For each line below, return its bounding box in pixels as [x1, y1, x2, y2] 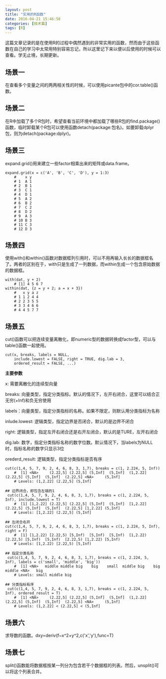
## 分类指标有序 [5, 582, 34, 587]
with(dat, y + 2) [5, 277, 41, 282]
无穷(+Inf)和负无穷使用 [5, 397, 51, 403]
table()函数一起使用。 [5, 342, 49, 348]
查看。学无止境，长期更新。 [5, 52, 62, 58]
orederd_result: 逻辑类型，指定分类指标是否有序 [5, 456, 102, 462]
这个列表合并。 [13, 668, 44, 675]
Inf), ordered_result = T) [5, 591, 61, 596]
